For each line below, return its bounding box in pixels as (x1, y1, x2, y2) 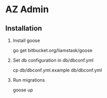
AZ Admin (5, 4, 49, 15)
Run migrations (12, 77, 45, 83)
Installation (5, 24, 42, 33)
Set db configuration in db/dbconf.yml (12, 57, 94, 63)
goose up (12, 87, 33, 93)
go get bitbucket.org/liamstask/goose (12, 47, 93, 53)
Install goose (12, 37, 40, 43)
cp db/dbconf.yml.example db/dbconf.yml (12, 67, 102, 73)
